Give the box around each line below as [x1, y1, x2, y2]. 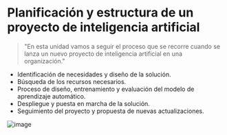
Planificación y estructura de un [7, 5, 194, 21]
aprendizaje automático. [17, 92, 86, 101]
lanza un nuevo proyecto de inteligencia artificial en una [23, 50, 183, 58]
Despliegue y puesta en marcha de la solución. [17, 99, 150, 107]
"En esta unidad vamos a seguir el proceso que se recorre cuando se [23, 42, 221, 50]
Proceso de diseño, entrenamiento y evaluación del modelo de [17, 85, 195, 93]
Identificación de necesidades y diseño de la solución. [17, 70, 171, 79]
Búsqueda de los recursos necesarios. [17, 77, 127, 85]
